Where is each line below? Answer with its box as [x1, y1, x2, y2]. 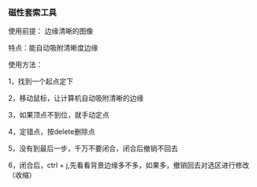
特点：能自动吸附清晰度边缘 [8, 43, 99, 53]
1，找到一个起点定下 [8, 77, 73, 86]
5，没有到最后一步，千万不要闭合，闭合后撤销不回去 [8, 144, 179, 153]
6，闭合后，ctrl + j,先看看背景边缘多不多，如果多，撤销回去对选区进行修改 [8, 160, 250, 170]
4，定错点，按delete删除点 [8, 127, 95, 137]
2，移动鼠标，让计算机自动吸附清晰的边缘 [8, 93, 144, 103]
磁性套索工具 [8, 6, 58, 17]
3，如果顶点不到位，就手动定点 [8, 110, 110, 120]
